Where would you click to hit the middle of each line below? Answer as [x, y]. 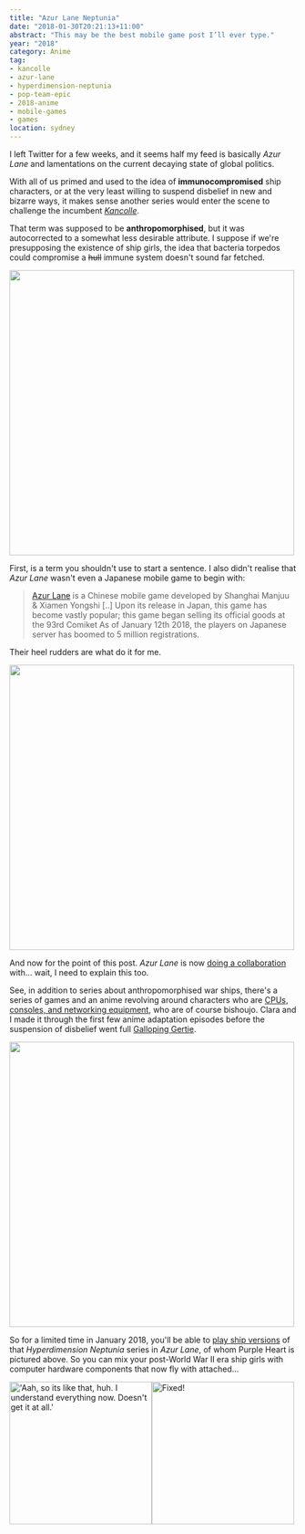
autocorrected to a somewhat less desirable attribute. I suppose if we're [144, 238]
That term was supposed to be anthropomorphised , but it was [127, 228]
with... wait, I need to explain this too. [79, 972]
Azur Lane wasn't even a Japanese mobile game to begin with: [127, 578]
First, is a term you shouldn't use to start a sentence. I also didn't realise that [153, 568]
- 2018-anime [34, 103]
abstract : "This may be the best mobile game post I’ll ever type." [142, 35]
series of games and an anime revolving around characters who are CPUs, [149, 1000]
